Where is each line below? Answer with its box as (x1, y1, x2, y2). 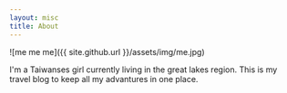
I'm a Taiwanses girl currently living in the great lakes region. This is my (9, 64, 278, 75)
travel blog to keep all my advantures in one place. (9, 73, 199, 84)
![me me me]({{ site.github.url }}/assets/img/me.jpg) (9, 46, 205, 57)
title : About (9, 22, 59, 31)
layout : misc (9, 13, 59, 23)
